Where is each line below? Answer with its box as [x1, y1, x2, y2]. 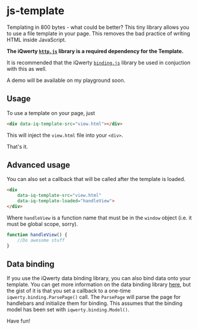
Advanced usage [6, 160, 71, 170]
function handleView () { [6, 232, 68, 238]
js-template [6, 4, 65, 18]
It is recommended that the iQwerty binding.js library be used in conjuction [6, 59, 190, 66]
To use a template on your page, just [6, 109, 96, 116]
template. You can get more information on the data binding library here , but [6, 281, 191, 288]
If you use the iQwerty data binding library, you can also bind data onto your [6, 275, 191, 282]
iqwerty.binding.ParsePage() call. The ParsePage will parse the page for [6, 294, 181, 301]
